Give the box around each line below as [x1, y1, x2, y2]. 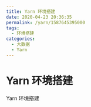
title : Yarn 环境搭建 [6, 8, 56, 15]
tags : [6, 25, 19, 31]
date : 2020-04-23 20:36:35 [6, 14, 72, 20]
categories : [6, 36, 35, 42]
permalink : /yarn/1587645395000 [6, 19, 85, 25]
